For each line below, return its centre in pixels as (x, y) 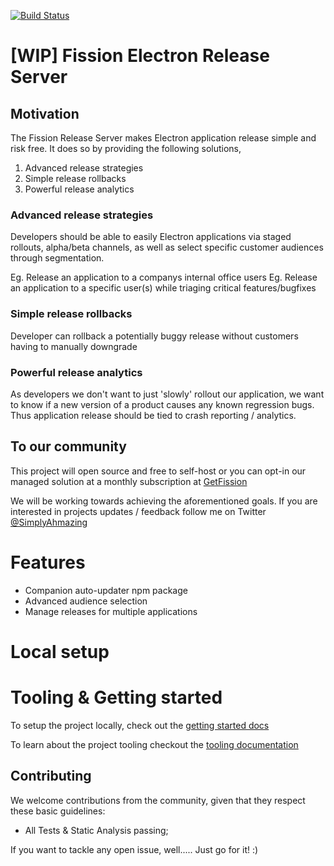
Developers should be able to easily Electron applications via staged (151, 237)
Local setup (60, 651)
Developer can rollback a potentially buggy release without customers (154, 336)
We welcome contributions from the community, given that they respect (158, 800)
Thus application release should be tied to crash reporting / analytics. (153, 415)
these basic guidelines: (58, 811)
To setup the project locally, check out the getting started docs (140, 725)
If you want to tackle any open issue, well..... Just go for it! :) (134, 849)
